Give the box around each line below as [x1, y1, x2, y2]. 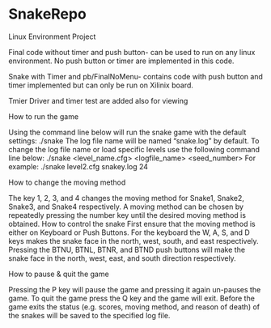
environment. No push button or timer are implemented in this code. [8, 56, 235, 66]
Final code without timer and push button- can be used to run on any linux [8, 47, 256, 57]
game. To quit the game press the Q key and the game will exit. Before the [8, 293, 255, 303]
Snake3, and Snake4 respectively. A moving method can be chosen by [8, 202, 244, 211]
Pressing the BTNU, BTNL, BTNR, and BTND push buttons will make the [8, 245, 245, 254]
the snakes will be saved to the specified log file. [8, 310, 171, 320]
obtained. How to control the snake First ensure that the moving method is [8, 219, 256, 228]
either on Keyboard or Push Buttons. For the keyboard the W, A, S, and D [8, 228, 251, 237]
